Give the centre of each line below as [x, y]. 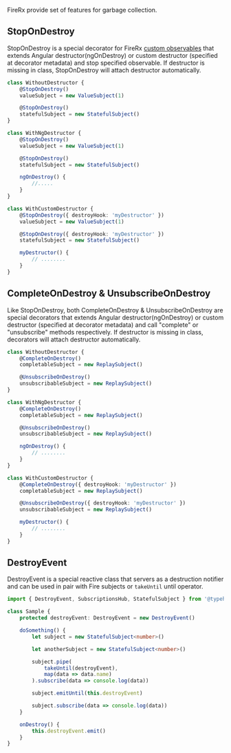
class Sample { [29, 612]
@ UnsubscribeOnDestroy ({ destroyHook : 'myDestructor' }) [103, 503]
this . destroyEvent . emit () [69, 731]
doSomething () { [43, 630]
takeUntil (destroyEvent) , [81, 668]
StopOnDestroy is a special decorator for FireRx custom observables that [111, 48]
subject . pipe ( [52, 661]
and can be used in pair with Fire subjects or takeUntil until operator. [105, 586]
